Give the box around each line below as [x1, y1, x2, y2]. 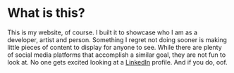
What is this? [7, 5, 86, 21]
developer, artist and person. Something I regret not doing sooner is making [7, 35, 227, 44]
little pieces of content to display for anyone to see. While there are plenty [7, 43, 222, 51]
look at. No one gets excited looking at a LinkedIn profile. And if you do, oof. [7, 58, 228, 66]
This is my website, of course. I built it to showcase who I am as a [7, 28, 197, 36]
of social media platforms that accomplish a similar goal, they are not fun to [7, 51, 226, 59]
